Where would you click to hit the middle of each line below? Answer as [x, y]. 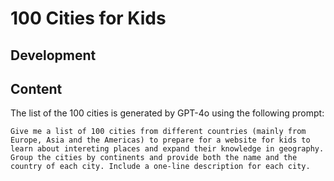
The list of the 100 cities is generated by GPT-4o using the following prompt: [167, 113]
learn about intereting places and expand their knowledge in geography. [167, 149]
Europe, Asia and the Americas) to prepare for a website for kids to [160, 140]
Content [36, 88]
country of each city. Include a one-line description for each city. [160, 167]
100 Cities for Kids [88, 18]
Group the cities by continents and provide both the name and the [154, 158]
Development [53, 55]
